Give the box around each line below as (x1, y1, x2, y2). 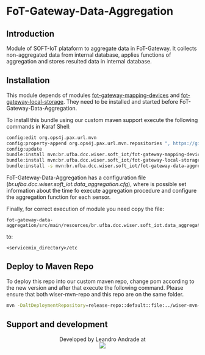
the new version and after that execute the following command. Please (6, 284, 184, 291)
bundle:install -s (6, 163, 53, 169)
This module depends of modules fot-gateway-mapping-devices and (6, 91, 180, 99)
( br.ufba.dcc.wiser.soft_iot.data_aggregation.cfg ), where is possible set (6, 181, 187, 188)
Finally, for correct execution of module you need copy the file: (6, 206, 165, 213)
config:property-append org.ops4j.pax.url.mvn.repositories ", (6, 140, 171, 146)
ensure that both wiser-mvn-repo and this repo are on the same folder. (6, 290, 184, 298)
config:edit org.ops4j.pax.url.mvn (6, 134, 97, 141)
